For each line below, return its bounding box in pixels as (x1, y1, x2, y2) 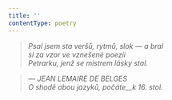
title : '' (8, 11, 42, 20)
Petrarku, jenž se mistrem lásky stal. (27, 58, 148, 68)
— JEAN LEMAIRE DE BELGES (27, 74, 128, 83)
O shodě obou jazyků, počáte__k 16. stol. (27, 82, 163, 92)
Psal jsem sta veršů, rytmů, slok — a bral (27, 41, 164, 50)
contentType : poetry (8, 19, 78, 27)
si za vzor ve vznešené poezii (27, 50, 126, 59)
